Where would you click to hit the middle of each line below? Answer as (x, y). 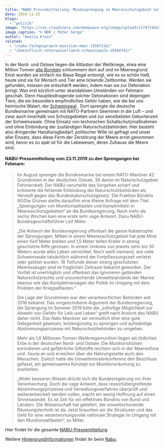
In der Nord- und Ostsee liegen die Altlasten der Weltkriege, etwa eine (76, 64)
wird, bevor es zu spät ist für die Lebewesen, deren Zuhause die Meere (77, 142)
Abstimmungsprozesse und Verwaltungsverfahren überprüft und (82, 389)
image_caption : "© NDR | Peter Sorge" (44, 32)
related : (14, 42)
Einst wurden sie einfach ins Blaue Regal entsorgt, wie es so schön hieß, (78, 75)
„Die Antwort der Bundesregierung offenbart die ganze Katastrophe (85, 231)
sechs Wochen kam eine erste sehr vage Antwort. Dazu (73, 216)
